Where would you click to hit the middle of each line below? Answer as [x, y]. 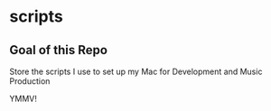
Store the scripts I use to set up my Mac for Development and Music [136, 71]
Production [30, 81]
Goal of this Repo [59, 50]
